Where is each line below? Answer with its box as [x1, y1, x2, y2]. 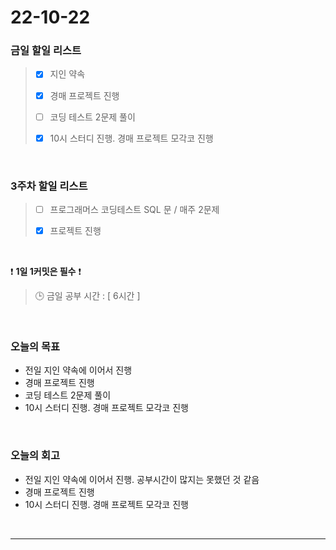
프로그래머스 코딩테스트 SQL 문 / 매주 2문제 [49, 204, 220, 216]
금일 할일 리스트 [10, 44, 82, 58]
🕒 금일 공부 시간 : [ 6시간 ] [34, 290, 141, 302]
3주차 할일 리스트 [10, 179, 88, 193]
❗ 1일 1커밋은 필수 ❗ [10, 266, 82, 278]
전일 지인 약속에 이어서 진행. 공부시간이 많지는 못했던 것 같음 [24, 473, 260, 485]
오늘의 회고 [10, 449, 61, 463]
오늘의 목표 [10, 340, 61, 354]
